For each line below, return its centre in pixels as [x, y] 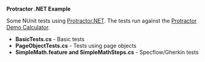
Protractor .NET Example [39, 9]
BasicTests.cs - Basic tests [50, 39]
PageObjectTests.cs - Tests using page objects [76, 46]
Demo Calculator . [28, 27]
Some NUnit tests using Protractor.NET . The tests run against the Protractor [102, 21]
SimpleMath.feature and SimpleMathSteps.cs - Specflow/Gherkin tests [107, 52]
